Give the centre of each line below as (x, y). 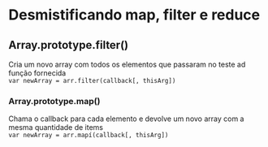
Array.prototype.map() (54, 101)
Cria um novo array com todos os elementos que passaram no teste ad (127, 64)
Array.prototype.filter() (69, 45)
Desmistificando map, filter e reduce (134, 15)
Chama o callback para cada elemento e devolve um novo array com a (126, 119)
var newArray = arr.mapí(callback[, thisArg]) (89, 136)
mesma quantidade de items (56, 128)
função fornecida (37, 73)
